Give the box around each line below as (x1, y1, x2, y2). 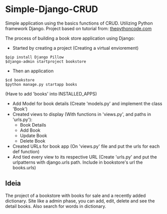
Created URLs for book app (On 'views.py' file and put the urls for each (12, 143, 160, 149)
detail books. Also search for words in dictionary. (5, 203, 106, 209)
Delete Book (20, 138, 46, 144)
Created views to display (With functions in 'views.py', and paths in (12, 111, 151, 117)
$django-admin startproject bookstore (5, 59, 86, 64)
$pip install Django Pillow (5, 54, 64, 60)
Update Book (20, 132, 48, 139)
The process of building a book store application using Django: (5, 35, 135, 41)
